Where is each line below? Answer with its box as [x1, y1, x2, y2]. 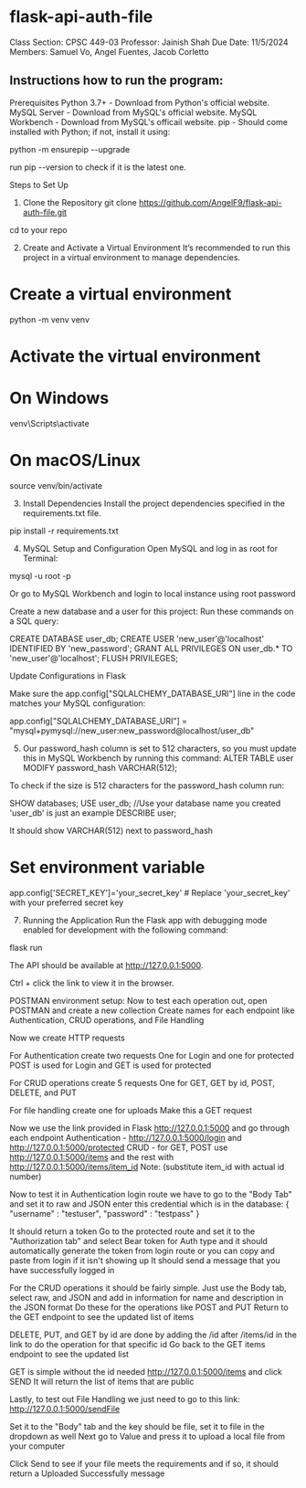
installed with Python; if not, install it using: [9, 126, 171, 137]
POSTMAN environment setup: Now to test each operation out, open [9, 995, 268, 1006]
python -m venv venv [9, 313, 90, 325]
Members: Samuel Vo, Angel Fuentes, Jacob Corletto [9, 46, 209, 57]
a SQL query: [9, 615, 59, 627]
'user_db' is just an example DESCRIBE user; [9, 807, 177, 818]
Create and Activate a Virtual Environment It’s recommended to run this [22, 242, 290, 253]
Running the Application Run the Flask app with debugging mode [22, 914, 268, 925]
